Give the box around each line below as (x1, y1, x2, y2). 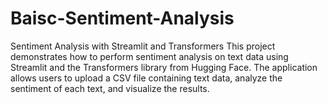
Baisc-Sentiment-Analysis (10, 7, 235, 30)
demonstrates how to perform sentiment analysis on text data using (10, 50, 289, 62)
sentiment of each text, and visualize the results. (10, 82, 210, 94)
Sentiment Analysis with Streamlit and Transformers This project (10, 40, 276, 52)
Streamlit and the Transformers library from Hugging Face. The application (10, 61, 318, 73)
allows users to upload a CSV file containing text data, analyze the (10, 72, 283, 84)
